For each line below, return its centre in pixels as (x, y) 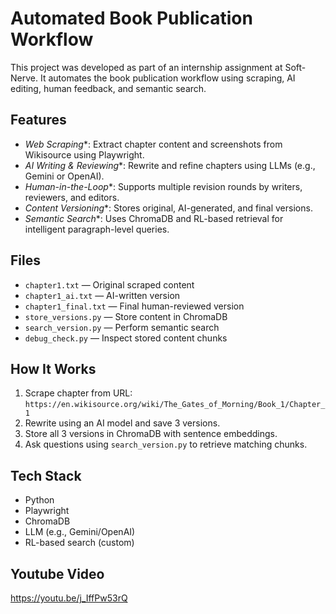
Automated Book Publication (131, 18)
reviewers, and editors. (72, 197)
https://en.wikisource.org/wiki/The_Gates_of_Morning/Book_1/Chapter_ (175, 405)
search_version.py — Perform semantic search (122, 327)
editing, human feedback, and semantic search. (108, 88)
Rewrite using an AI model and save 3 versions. (122, 423)
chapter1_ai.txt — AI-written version (102, 295)
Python (39, 500)
